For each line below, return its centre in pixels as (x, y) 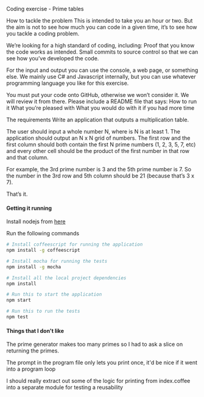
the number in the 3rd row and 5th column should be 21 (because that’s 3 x (100, 176)
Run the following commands (43, 234)
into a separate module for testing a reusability (65, 387)
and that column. (27, 157)
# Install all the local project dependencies (66, 278)
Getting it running (29, 208)
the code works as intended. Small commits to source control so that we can (102, 52)
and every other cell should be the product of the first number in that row (98, 151)
